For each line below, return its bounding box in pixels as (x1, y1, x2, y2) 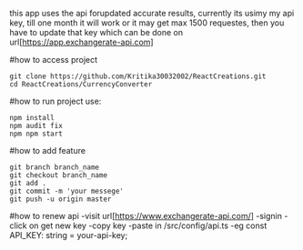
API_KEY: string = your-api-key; (9, 230, 128, 240)
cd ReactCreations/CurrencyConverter (9, 80, 153, 89)
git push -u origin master (9, 195, 112, 204)
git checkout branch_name (9, 171, 107, 180)
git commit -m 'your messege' (9, 186, 125, 195)
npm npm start (9, 129, 64, 138)
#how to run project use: (9, 95, 102, 106)
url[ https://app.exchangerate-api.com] (9, 36, 154, 47)
